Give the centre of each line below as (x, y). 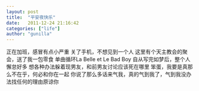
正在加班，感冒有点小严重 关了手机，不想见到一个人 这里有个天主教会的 (94, 52)
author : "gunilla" (29, 34)
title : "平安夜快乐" (31, 17)
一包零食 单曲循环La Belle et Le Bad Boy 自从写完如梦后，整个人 (111, 59)
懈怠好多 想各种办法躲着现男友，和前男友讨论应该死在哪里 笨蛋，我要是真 (97, 67)
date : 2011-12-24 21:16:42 (43, 23)
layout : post (22, 12)
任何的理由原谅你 (37, 82)
